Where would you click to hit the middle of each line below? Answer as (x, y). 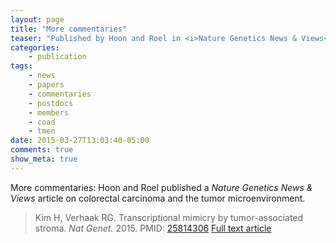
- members (49, 112)
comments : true (42, 150)
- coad (42, 122)
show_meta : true (44, 159)
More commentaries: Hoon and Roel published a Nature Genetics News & (161, 187)
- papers (46, 85)
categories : (35, 47)
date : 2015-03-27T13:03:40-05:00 (80, 141)
